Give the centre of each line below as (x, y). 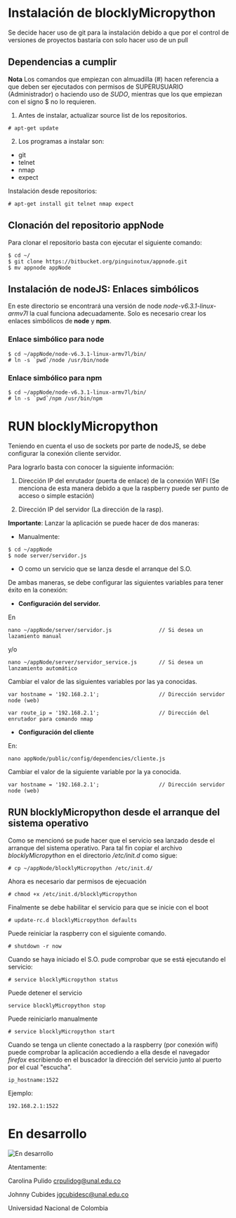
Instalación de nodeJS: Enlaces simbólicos (104, 289)
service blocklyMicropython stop (57, 1005)
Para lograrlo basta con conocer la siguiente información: (91, 467)
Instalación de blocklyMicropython (112, 13)
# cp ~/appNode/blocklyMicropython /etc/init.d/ (80, 868)
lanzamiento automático (43, 668)
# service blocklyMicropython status (63, 980)
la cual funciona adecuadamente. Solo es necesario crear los (118, 313)
